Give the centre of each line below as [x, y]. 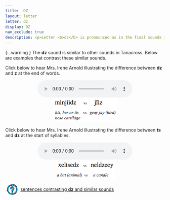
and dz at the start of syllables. [37, 135]
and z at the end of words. [33, 73]
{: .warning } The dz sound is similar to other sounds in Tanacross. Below [81, 53]
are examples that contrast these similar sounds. [56, 58]
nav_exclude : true [25, 32]
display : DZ [18, 27]
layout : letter [21, 16]
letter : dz [17, 21]
